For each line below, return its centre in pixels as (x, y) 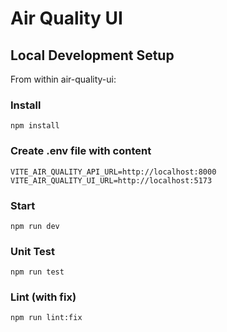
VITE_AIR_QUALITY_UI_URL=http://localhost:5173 (111, 180)
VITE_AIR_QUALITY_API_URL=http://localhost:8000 (113, 172)
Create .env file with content (81, 151)
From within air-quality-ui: (63, 79)
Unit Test (32, 251)
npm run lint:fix (46, 318)
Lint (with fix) (43, 297)
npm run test (37, 272)
